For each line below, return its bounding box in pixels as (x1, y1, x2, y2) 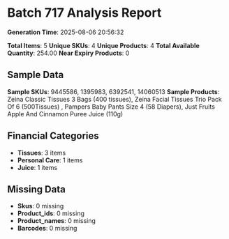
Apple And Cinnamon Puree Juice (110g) (7, 109, 124, 118)
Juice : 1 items (17, 163, 58, 171)
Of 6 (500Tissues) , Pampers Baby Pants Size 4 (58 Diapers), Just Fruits (7, 102, 215, 111)
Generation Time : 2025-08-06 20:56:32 (7, 28, 124, 36)
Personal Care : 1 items (17, 155, 83, 164)
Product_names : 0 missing (17, 217, 96, 225)
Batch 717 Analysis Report (7, 5, 162, 21)
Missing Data (7, 183, 66, 195)
